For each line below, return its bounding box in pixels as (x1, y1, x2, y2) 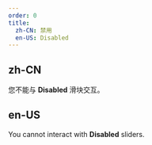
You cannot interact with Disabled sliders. (8, 129, 145, 139)
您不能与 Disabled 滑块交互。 (8, 85, 104, 95)
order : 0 (8, 11, 37, 20)
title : (8, 19, 30, 27)
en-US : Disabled (15, 33, 69, 42)
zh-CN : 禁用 (15, 26, 53, 34)
